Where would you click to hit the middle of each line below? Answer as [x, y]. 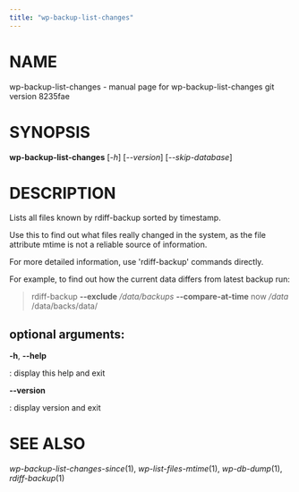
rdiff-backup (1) [37, 479]
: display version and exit [55, 408]
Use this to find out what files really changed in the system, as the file [138, 235]
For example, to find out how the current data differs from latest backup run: [150, 279]
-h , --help [28, 356]
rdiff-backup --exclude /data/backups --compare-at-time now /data [160, 297]
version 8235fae [39, 96]
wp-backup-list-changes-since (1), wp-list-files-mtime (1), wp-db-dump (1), [146, 469]
